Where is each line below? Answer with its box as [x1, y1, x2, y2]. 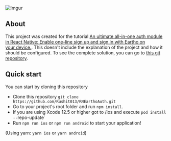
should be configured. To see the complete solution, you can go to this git [5, 49, 161, 56]
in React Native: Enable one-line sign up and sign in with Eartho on [5, 38, 145, 45]
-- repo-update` [12, 114, 46, 120]
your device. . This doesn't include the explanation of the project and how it [5, 44, 163, 50]
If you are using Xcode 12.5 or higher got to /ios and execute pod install [12, 109, 166, 115]
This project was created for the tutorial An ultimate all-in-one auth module [5, 33, 163, 39]
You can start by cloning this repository [5, 84, 88, 90]
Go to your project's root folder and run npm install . [12, 103, 124, 110]
